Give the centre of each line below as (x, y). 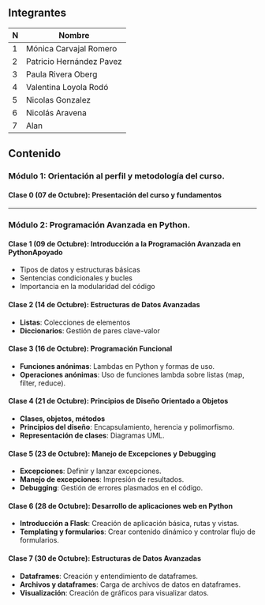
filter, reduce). (43, 383)
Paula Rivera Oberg (62, 74)
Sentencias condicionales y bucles (76, 278)
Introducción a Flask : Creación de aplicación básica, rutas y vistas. (129, 524)
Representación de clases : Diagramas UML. (92, 436)
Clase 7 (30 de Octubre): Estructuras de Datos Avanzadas (105, 558)
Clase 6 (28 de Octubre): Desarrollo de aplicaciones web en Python (121, 505)
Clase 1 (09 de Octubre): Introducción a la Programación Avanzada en (125, 243)
